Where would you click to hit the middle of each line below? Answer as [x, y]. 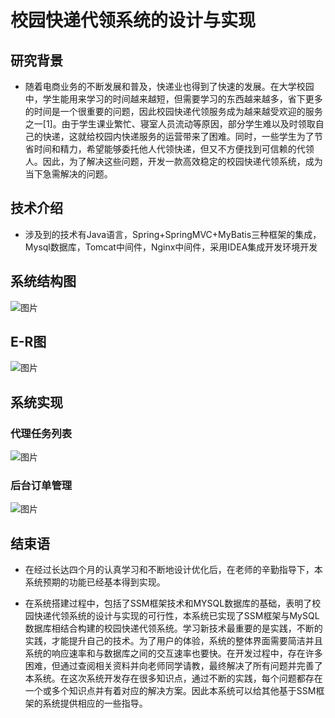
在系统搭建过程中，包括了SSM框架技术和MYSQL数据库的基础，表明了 [168, 603]
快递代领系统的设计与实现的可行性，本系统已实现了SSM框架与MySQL [176, 616]
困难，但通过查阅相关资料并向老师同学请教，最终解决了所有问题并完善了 [173, 666]
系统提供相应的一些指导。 [95, 703]
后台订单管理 [41, 486]
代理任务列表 [41, 433]
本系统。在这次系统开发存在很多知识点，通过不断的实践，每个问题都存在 [173, 678]
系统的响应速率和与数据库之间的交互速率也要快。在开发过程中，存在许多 [173, 653]
